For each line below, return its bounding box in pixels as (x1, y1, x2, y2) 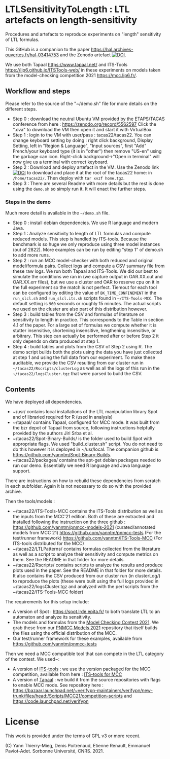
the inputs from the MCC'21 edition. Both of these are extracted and (12, 513, 155, 519)
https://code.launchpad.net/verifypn (12, 698, 89, 704)
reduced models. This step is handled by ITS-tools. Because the (12, 236, 147, 242)
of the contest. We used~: (5, 656, 60, 662)
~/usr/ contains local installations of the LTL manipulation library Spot (12, 408, 158, 414)
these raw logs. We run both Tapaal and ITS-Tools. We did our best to (12, 268, 158, 274)
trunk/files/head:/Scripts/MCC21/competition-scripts (12, 693, 123, 699)
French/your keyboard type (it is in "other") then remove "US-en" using (12, 148, 162, 154)
